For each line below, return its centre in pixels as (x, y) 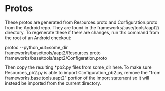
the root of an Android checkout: (38, 38)
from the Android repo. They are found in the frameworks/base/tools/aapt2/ (82, 27)
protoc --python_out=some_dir (37, 47)
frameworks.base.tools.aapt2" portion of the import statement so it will (77, 78)
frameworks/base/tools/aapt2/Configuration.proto (56, 58)
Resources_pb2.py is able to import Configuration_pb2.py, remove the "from (83, 72)
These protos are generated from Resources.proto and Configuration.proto (81, 22)
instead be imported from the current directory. (53, 83)
